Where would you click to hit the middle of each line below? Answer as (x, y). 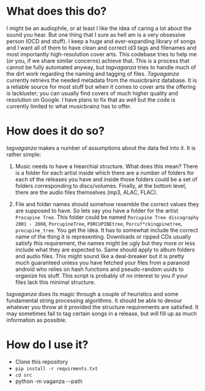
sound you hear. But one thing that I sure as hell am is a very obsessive (96, 34)
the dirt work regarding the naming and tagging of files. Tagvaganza (93, 73)
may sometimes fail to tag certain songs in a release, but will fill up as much (102, 313)
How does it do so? (56, 131)
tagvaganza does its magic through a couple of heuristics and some (92, 294)
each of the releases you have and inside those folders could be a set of (106, 179)
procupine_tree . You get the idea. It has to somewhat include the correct (106, 230)
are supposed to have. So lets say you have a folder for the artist (97, 210)
